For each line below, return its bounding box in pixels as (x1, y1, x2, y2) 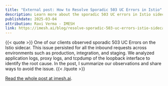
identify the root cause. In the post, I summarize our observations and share (5, 61, 161, 67)
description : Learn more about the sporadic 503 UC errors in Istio (5, 12, 151, 17)
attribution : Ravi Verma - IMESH (5, 21, 75, 26)
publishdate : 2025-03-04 (5, 16, 57, 21)
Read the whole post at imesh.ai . (5, 76, 72, 82)
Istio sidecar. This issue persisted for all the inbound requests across (5, 45, 147, 51)
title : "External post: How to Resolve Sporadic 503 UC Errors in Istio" (5, 7, 162, 12)
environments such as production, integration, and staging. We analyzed (5, 50, 154, 56)
